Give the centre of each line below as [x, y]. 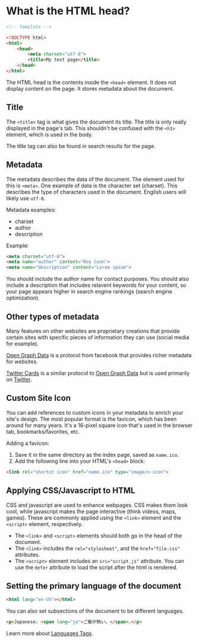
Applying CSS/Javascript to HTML [71, 491]
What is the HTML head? [68, 11]
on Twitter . [19, 379]
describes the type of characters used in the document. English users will [96, 191]
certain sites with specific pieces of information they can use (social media [98, 337]
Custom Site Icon [39, 398]
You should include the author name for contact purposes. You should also [97, 279]
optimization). [23, 298]
